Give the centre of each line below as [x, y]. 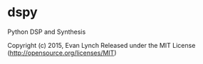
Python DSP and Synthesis [47, 32]
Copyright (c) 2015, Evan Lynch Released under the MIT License [101, 45]
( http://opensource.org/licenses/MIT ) [62, 53]
